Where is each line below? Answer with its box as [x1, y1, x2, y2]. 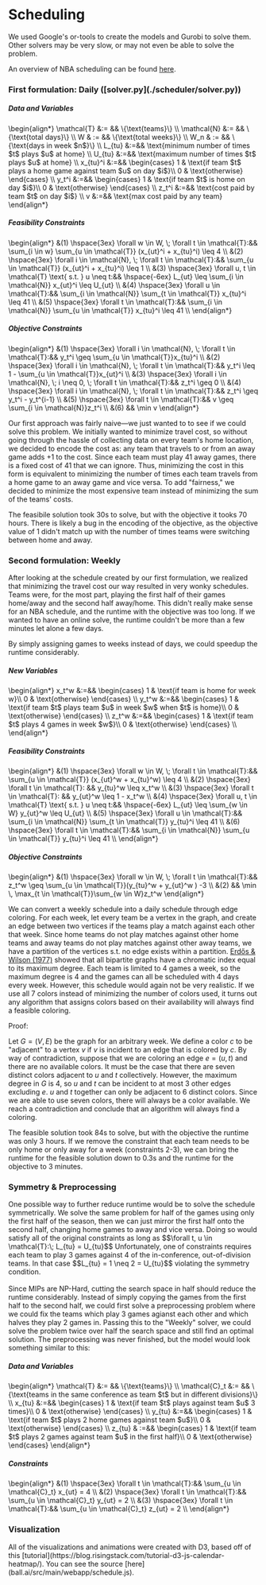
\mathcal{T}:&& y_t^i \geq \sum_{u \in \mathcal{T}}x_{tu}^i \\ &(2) [8, 352, 221, 362]
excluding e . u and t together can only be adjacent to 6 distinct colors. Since [8, 1087, 258, 1096]
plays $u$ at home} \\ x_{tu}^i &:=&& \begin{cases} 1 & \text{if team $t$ [8, 157, 242, 167]
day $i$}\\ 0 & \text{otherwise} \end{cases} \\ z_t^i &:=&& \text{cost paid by [8, 183, 256, 192]
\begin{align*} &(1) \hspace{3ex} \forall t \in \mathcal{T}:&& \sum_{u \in [8, 1478, 241, 1488]
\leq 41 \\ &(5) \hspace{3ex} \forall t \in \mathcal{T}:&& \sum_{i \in [8, 296, 222, 307]
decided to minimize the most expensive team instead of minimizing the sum [8, 486, 259, 495]
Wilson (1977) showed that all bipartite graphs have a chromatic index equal [8, 955, 256, 964]
